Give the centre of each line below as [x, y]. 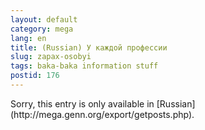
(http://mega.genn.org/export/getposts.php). [102, 114]
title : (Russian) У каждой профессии [89, 47]
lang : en [28, 38]
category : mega [42, 29]
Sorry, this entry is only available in [82, 103]
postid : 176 [35, 76]
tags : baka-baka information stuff [84, 66]
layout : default [44, 19]
